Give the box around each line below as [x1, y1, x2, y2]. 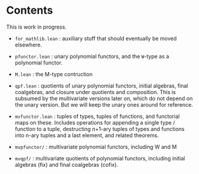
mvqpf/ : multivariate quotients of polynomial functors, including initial [14, 154, 185, 161]
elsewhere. [14, 41, 42, 48]
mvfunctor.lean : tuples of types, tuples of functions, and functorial [14, 113, 180, 120]
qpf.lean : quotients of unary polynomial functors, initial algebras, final [14, 82, 189, 89]
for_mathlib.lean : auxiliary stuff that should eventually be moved [14, 35, 177, 42]
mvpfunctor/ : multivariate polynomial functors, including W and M [14, 143, 177, 150]
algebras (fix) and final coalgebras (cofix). [14, 161, 119, 168]
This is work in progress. [6, 23, 67, 30]
